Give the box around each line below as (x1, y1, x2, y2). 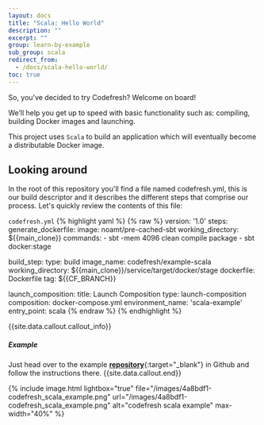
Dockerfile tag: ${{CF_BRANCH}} (8, 274, 117, 284)
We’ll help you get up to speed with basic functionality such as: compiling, (8, 108, 251, 118)
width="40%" (8, 409, 53, 419)
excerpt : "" (8, 33, 48, 42)
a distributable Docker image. (8, 140, 105, 149)
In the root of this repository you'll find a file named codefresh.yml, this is (8, 184, 247, 194)
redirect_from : (8, 56, 59, 64)
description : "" (8, 26, 62, 34)
